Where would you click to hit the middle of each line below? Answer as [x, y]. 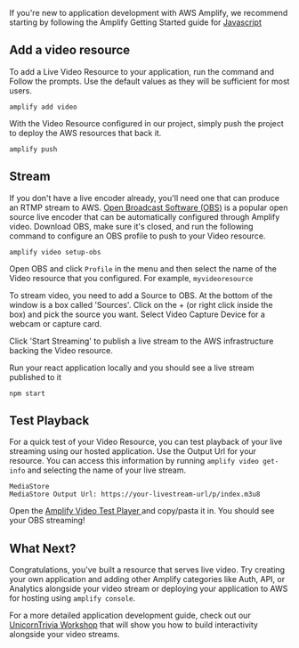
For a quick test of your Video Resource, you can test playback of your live [146, 442]
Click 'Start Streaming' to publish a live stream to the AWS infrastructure [141, 341]
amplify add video [43, 107]
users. [21, 90]
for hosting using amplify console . [73, 598]
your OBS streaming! [47, 521]
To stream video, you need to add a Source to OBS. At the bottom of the [141, 295]
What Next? [43, 548]
